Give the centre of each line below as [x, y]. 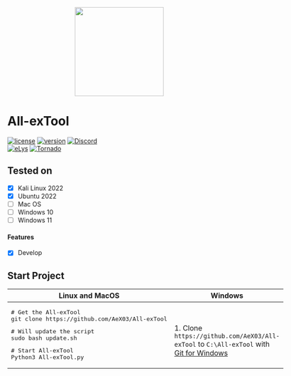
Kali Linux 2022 [40, 188]
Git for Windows [201, 353]
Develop [30, 253]
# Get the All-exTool [46, 312]
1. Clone [188, 328]
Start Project [36, 275]
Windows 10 [35, 212]
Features [21, 237]
